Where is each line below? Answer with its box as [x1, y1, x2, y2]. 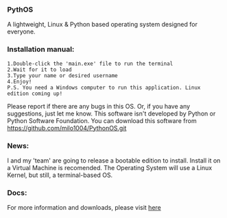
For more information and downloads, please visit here [7, 204, 161, 212]
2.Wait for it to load [7, 66, 72, 73]
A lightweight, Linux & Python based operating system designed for [7, 21, 198, 29]
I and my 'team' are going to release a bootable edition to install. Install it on [7, 156, 221, 165]
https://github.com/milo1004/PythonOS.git [7, 124, 127, 132]
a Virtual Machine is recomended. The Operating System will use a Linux [7, 163, 213, 172]
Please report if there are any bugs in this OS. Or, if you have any [7, 102, 191, 110]
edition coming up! [7, 90, 63, 97]
